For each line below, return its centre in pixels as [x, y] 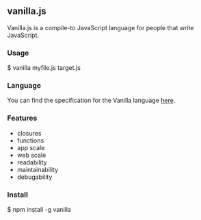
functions [30, 140]
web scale [31, 155]
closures [29, 133]
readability [32, 162]
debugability [35, 177]
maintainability [38, 169]
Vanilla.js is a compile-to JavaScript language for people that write [100, 27]
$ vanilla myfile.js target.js [44, 68]
